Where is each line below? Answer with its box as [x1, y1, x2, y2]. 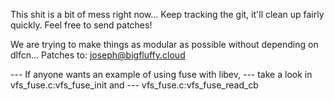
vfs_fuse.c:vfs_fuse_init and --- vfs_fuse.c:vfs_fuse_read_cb [10, 79, 259, 91]
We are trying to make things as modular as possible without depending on [10, 39, 319, 50]
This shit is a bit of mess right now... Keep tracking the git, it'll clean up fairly [10, 9, 325, 20]
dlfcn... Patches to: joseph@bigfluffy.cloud [10, 49, 186, 61]
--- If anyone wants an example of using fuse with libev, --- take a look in [10, 69, 313, 80]
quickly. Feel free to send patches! [10, 19, 153, 31]
